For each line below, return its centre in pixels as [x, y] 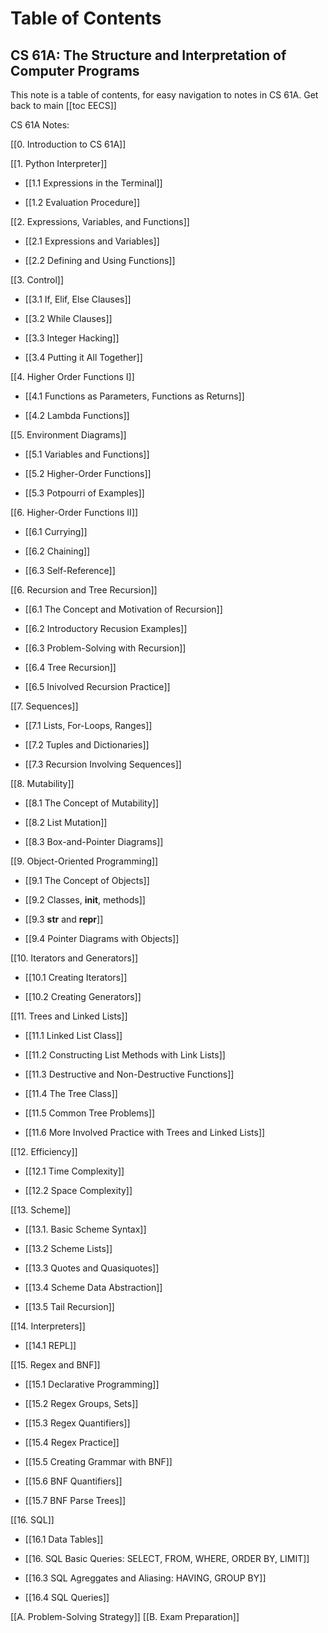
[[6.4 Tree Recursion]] [70, 667]
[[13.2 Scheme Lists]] [68, 1248]
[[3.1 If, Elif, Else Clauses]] [78, 299]
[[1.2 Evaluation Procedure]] [82, 202]
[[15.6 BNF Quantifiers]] [73, 1481]
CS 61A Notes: [40, 125]
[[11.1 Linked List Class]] [73, 1035]
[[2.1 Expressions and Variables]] [92, 241]
